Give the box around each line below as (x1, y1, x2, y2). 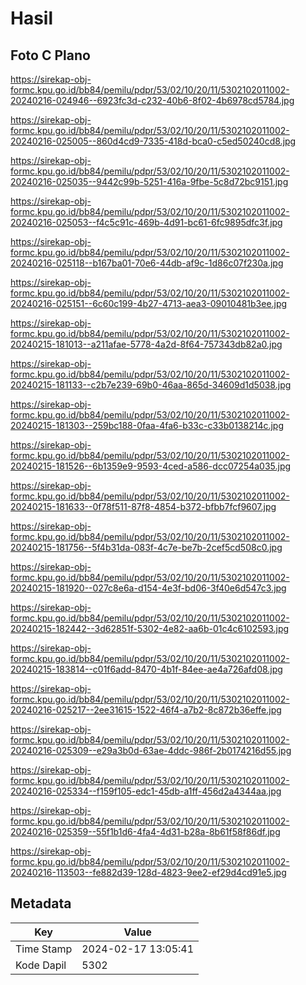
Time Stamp (15, 942, 73, 956)
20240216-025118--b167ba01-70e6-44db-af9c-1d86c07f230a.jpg (10, 257, 284, 269)
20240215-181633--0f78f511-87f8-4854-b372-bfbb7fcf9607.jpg (10, 501, 277, 512)
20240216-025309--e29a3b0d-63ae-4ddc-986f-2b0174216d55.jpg (10, 745, 292, 756)
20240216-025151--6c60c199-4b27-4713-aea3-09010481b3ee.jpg (10, 298, 288, 309)
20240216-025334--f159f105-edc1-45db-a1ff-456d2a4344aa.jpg (10, 785, 282, 797)
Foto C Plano (10, 47, 91, 64)
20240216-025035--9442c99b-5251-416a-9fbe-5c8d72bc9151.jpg (10, 176, 289, 187)
